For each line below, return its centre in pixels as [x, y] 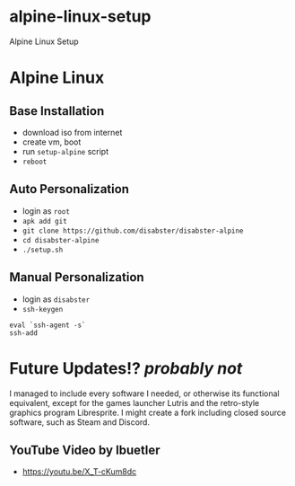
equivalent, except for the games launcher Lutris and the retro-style [134, 402]
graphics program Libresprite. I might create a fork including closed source [148, 412]
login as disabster [56, 299]
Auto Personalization [69, 189]
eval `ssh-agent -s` [48, 325]
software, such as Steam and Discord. [80, 422]
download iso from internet [72, 132]
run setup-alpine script [65, 151]
